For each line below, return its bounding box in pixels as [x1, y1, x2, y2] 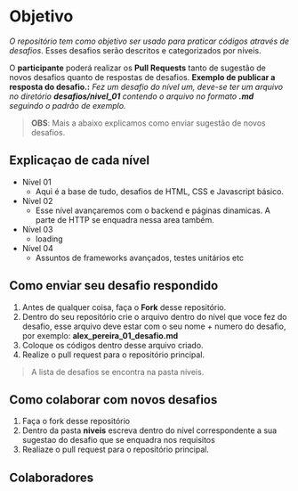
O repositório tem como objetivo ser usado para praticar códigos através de [9, 36, 290, 46]
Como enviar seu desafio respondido [9, 278, 219, 293]
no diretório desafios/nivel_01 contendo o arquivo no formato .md [9, 91, 254, 102]
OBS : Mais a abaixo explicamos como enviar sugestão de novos [30, 118, 266, 128]
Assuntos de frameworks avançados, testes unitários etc [35, 252, 245, 263]
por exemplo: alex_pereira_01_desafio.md [21, 330, 179, 340]
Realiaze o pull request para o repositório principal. [21, 444, 209, 455]
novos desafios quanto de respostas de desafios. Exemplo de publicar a [9, 71, 276, 82]
